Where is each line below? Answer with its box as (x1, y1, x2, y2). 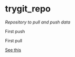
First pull (5, 37, 23, 44)
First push (5, 28, 25, 34)
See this (5, 47, 21, 53)
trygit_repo (5, 3, 51, 14)
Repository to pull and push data (5, 19, 71, 25)
